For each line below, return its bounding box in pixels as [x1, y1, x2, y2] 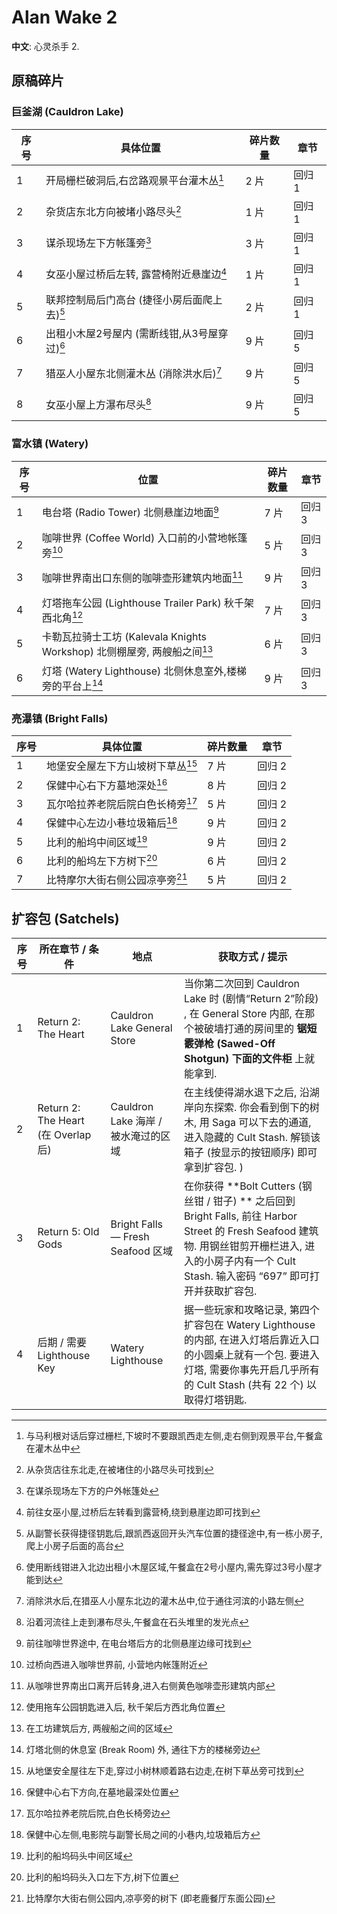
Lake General [110, 1021, 173, 1035]
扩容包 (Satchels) [11, 910, 120, 927]
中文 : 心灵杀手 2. [11, 40, 80, 52]
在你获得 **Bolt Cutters [184, 1179, 296, 1193]
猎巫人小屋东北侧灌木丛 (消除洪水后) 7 [45, 365, 223, 381]
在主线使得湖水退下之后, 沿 [184, 1086, 310, 1100]
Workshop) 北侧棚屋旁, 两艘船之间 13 [41, 643, 214, 659]
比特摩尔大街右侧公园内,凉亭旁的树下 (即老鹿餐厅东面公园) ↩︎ [25, 1892, 276, 1905]
